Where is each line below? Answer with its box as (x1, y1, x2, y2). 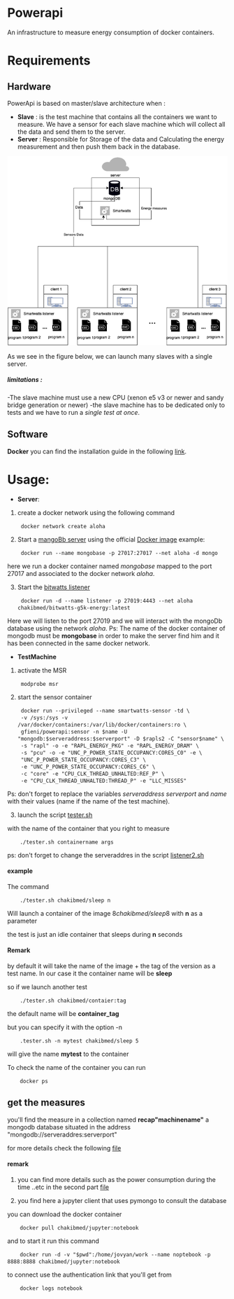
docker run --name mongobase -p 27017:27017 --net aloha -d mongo (20, 549, 218, 556)
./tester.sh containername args (20, 839, 114, 846)
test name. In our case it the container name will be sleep (7, 969, 173, 977)
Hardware (7, 81, 51, 92)
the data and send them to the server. (17, 128, 126, 136)
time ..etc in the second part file (17, 1183, 110, 1191)
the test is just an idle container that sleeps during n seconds (7, 930, 183, 938)
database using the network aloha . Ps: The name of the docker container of (7, 624, 226, 632)
